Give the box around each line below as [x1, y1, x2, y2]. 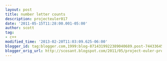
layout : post [5, 7, 32, 12]
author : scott [5, 26, 35, 30]
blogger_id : [5, 44, 30, 49]
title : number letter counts [5, 12, 66, 17]
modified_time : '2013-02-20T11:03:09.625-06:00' [5, 39, 108, 44]
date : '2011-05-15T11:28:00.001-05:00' [5, 21, 88, 26]
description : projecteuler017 [5, 16, 68, 21]
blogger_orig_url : [5, 48, 43, 53]
